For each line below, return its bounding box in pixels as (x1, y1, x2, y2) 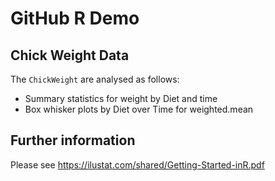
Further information (10, 132, 136, 149)
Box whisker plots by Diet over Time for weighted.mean (24, 103, 254, 115)
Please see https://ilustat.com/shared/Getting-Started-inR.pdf (10, 158, 265, 171)
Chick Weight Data (10, 47, 130, 64)
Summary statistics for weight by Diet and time (24, 93, 218, 104)
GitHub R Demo (10, 7, 140, 30)
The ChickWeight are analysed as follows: (10, 73, 180, 85)
